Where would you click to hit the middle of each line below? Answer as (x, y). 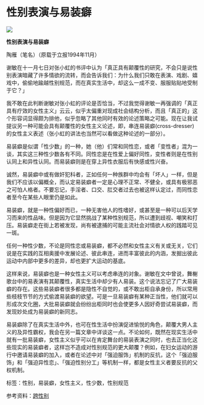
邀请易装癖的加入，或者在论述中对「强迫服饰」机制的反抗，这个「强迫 (104, 355)
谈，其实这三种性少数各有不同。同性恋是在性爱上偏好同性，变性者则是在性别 (102, 154)
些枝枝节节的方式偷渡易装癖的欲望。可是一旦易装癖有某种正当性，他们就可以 (102, 296)
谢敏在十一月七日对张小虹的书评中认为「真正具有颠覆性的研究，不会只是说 (99, 67)
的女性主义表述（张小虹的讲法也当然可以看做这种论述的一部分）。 (87, 133)
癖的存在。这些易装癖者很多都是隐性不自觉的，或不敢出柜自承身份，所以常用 (102, 289)
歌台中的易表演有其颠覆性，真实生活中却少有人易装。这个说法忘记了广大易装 (102, 281)
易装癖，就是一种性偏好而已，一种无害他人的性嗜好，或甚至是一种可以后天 (99, 210)
